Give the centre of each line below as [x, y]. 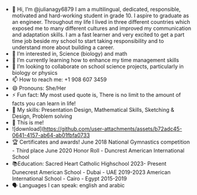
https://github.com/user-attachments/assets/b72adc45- [113, 129]
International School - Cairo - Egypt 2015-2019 [69, 179]
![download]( [28, 129]
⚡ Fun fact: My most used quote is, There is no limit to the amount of [96, 95]
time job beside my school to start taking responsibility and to [88, 41]
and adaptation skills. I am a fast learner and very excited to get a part [98, 35]
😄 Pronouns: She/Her [39, 88]
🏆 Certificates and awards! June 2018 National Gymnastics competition [101, 142]
